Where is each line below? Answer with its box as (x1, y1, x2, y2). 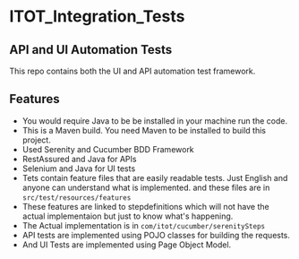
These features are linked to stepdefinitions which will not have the (21, 201, 270, 212)
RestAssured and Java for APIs (21, 153, 137, 164)
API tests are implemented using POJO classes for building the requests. (21, 229, 291, 240)
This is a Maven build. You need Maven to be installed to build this (21, 125, 267, 135)
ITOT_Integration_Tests (9, 6, 185, 27)
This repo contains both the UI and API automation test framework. (9, 65, 256, 76)
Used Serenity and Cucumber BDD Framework (21, 143, 194, 154)
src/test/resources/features (21, 193, 132, 203)
